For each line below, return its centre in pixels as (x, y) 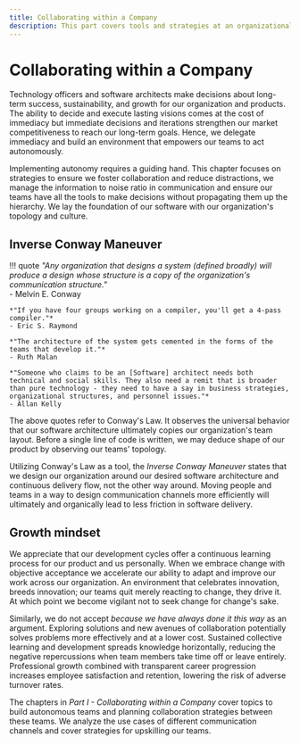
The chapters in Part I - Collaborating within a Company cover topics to (141, 702)
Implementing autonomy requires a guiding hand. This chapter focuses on (145, 169)
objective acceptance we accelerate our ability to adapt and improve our (143, 573)
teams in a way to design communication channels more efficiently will (139, 495)
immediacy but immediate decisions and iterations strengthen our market (144, 123)
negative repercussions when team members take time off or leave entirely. (148, 657)
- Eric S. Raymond (43, 327)
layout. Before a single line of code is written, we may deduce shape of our (147, 440)
